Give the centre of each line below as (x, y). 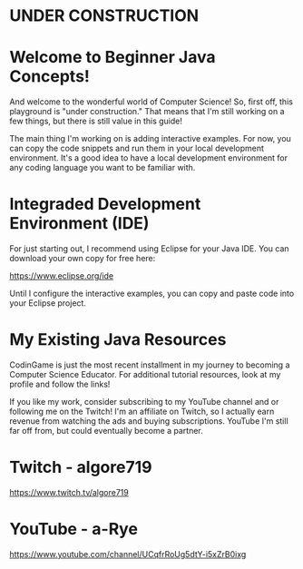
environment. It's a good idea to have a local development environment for (149, 158)
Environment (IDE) (79, 224)
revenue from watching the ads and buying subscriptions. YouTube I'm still (149, 421)
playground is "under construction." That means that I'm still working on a (147, 112)
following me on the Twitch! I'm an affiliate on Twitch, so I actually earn (142, 411)
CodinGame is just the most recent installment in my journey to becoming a (150, 365)
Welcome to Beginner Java (112, 58)
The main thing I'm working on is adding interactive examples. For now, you (151, 139)
